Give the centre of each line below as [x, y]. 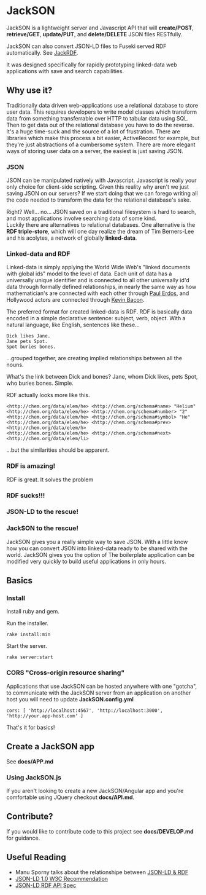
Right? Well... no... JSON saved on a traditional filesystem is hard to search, [101, 212]
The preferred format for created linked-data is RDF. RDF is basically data [99, 312]
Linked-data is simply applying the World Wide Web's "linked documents [98, 267]
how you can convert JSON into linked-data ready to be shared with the [97, 548]
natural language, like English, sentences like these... [73, 325]
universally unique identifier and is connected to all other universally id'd [98, 280]
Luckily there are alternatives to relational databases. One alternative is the [101, 225]
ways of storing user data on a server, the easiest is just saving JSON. [95, 151]
